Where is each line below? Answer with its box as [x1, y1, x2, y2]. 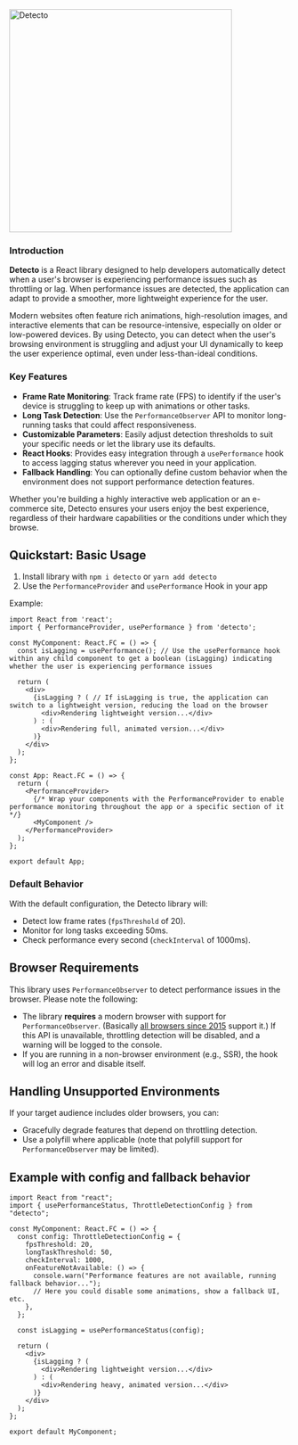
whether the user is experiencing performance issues [9, 662, 213, 672]
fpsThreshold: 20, [25, 1240, 93, 1250]
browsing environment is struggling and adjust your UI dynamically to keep [9, 339, 284, 350]
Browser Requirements [9, 961, 140, 976]
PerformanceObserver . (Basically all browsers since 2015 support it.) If [21, 1020, 276, 1031]
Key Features [9, 370, 68, 383]
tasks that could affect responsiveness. [52, 419, 197, 430]
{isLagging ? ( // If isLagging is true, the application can [32, 693, 269, 703]
